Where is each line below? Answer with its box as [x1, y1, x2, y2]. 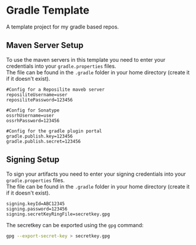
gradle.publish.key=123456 [6, 133, 73, 139]
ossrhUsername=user [6, 112, 55, 119]
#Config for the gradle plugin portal [6, 128, 102, 134]
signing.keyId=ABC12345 [6, 201, 65, 206]
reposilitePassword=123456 [6, 97, 73, 103]
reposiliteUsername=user [6, 91, 68, 98]
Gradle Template [6, 4, 90, 17]
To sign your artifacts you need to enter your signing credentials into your [6, 170, 186, 177]
